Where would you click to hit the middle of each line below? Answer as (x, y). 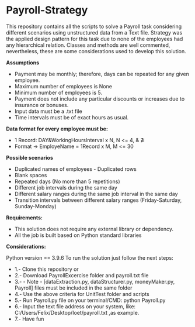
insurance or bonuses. (41, 105)
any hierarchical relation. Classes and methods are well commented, (88, 45)
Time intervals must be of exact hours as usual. (72, 117)
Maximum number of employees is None (63, 86)
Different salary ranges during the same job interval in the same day (96, 194)
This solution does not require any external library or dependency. (94, 229)
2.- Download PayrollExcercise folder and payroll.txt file (81, 275)
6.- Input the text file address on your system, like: (75, 306)
